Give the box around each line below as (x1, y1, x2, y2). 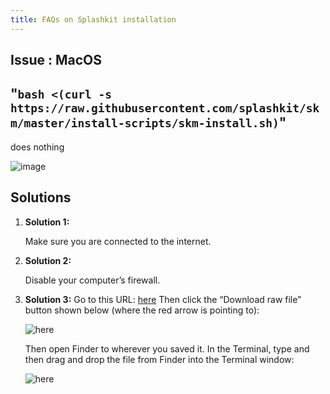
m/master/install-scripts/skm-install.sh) (10, 116, 280, 131)
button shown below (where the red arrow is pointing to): (24, 304, 260, 316)
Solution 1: (24, 216, 70, 228)
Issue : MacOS (10, 52, 103, 69)
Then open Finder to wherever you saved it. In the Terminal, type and (24, 342, 310, 355)
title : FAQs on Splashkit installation (10, 14, 177, 25)
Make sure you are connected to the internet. (24, 235, 212, 247)
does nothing (10, 141, 65, 153)
